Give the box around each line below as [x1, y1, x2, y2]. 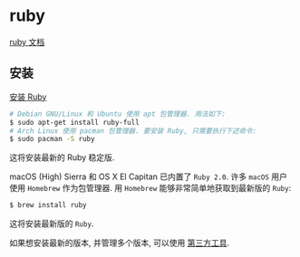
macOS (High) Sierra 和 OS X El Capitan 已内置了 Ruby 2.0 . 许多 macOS [9, 171, 270, 182]
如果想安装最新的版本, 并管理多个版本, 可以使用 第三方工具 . [9, 237, 229, 249]
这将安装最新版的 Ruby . [9, 218, 94, 229]
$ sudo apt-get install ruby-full [9, 118, 140, 127]
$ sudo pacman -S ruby [9, 135, 95, 144]
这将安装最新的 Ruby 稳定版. [9, 152, 115, 163]
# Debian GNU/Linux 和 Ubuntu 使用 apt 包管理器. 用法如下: [9, 109, 227, 119]
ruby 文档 [9, 36, 45, 47]
